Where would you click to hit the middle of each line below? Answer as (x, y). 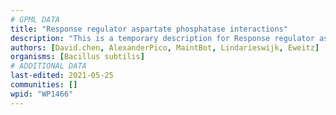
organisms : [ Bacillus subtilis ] (77, 57)
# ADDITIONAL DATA (48, 66)
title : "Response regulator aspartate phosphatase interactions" (149, 29)
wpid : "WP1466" (42, 94)
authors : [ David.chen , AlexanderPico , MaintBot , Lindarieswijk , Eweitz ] (165, 47)
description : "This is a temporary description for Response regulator (162, 38)
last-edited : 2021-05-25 (62, 76)
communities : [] (44, 85)
